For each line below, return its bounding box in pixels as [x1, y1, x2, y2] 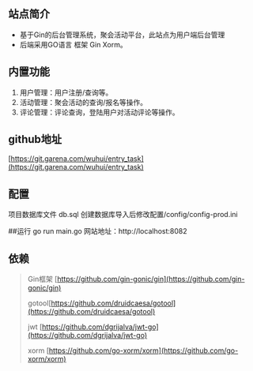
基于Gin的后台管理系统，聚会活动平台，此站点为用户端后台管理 [19, 30, 225, 39]
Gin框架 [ [27, 275, 58, 284]
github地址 [8, 133, 62, 146]
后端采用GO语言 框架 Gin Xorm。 [19, 39, 128, 49]
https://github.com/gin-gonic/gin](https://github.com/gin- [56, 275, 245, 284]
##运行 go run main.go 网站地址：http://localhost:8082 [8, 227, 187, 236]
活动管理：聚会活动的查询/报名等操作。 [19, 97, 148, 107]
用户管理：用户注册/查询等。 [19, 88, 113, 97]
